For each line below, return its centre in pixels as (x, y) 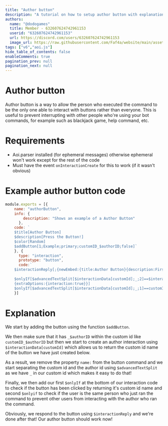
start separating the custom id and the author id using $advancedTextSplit (81, 368)
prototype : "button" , (41, 260)
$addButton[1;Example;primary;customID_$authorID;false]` (76, 246)
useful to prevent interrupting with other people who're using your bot (77, 115)
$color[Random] (30, 241)
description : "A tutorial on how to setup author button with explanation (85, 15)
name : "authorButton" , (38, 209)
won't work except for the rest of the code (56, 160)
